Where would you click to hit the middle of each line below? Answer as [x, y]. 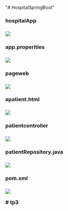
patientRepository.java [34, 152]
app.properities [25, 47]
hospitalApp [21, 21]
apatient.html [22, 100]
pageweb [17, 73]
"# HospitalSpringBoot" [30, 7]
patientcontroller [27, 126]
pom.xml [17, 178]
